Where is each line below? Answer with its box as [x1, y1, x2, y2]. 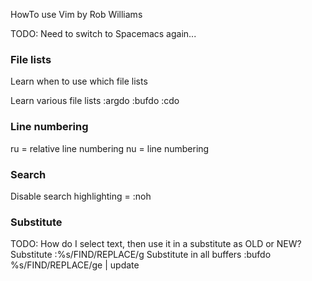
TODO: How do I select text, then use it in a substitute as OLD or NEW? [10, 238, 302, 250]
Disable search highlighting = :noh [10, 190, 152, 202]
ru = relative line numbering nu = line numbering [10, 142, 210, 154]
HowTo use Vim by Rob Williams [10, 9, 143, 20]
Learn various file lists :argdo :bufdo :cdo [10, 95, 180, 107]
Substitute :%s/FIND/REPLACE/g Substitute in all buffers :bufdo [10, 249, 272, 261]
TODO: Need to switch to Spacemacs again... [10, 28, 197, 39]
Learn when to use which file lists [10, 75, 148, 88]
